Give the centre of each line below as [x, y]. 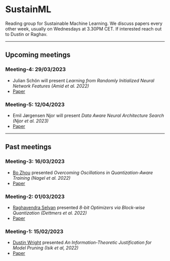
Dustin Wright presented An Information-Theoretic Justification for [82, 243]
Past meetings [28, 147]
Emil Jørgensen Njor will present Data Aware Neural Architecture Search [88, 115]
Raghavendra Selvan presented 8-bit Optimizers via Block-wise [79, 207]
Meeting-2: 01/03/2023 [35, 197]
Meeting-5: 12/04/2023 [35, 104]
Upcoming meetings [38, 55]
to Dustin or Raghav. [26, 34]
